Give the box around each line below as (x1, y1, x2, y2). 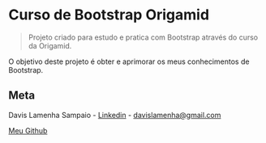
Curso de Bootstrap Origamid (8, 6, 209, 24)
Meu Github (8, 125, 48, 135)
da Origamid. (28, 40, 72, 50)
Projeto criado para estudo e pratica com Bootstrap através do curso (28, 32, 259, 42)
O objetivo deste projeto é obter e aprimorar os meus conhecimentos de (8, 57, 250, 66)
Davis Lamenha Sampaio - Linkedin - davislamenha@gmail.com (8, 110, 221, 120)
